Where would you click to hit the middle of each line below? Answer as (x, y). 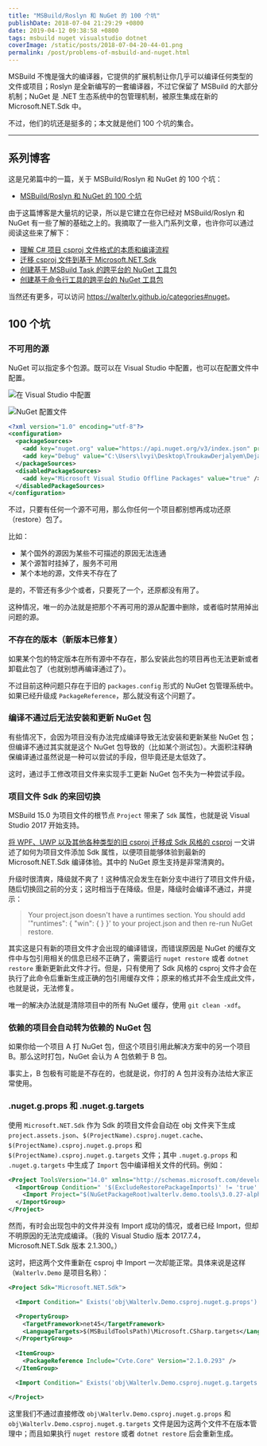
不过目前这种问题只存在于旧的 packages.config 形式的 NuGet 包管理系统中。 (133, 686)
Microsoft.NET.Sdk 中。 (47, 106)
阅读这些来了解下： (40, 233)
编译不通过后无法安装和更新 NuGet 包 (80, 718)
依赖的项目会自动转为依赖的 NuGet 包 (80, 1028)
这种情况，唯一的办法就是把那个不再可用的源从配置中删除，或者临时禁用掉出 (133, 607)
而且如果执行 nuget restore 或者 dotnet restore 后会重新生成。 (133, 1433)
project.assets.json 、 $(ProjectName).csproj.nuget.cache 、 (108, 1135)
